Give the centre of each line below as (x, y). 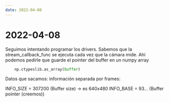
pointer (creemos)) (25, 94)
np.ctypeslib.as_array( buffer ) (47, 69)
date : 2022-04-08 (24, 10)
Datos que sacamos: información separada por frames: (63, 79)
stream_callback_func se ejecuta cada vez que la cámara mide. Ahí (75, 54)
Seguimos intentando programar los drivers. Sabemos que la (69, 49)
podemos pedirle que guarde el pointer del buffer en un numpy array (77, 60)
